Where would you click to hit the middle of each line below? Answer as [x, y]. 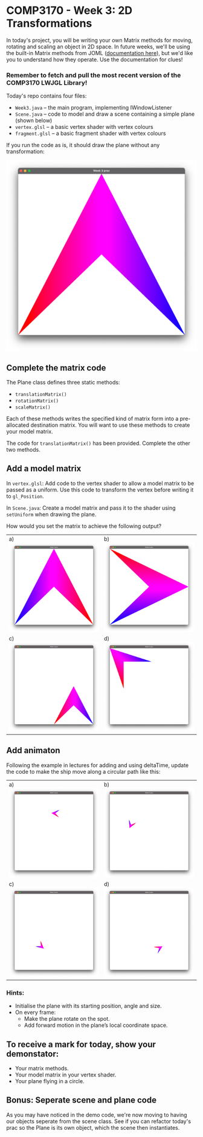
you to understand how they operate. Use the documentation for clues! [95, 59]
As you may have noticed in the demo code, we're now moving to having [97, 1115]
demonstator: [33, 1054]
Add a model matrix [44, 469]
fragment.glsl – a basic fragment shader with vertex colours [90, 133]
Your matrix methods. [42, 1068]
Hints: [15, 992]
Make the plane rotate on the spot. [67, 1019]
